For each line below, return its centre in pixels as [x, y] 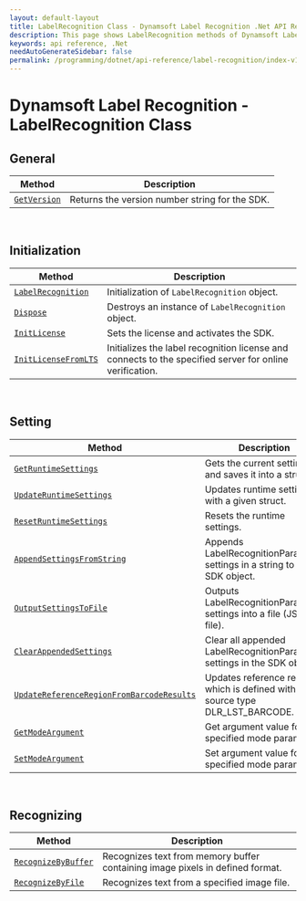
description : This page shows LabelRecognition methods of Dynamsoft [144, 35]
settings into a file [242, 613]
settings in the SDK [245, 663]
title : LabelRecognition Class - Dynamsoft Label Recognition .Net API [148, 26]
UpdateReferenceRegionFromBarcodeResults [105, 694]
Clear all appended [245, 640]
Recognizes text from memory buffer [181, 856]
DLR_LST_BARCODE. [249, 711]
